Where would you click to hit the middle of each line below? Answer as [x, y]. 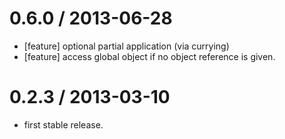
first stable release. [63, 124]
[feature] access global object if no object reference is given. [149, 56]
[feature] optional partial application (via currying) [126, 46]
